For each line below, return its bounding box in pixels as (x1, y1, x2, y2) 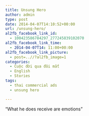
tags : (5, 78, 17, 83)
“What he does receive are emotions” (5, 106, 83, 112)
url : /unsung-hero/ (5, 26, 46, 31)
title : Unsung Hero (5, 7, 46, 13)
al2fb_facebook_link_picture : (5, 50, 69, 55)
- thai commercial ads (10, 83, 57, 88)
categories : (5, 59, 30, 64)
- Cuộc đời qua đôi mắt (10, 64, 59, 69)
